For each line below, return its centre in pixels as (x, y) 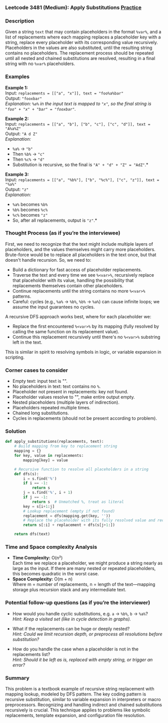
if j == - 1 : (36, 497)
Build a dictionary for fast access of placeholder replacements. (77, 270)
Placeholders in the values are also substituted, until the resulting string (79, 48)
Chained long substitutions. (40, 413)
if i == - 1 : (36, 483)
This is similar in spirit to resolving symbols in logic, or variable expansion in (83, 352)
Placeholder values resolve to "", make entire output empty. (73, 397)
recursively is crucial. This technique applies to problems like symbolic (78, 710)
